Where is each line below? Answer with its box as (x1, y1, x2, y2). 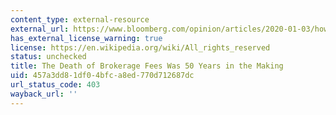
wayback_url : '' (10, 89, 78, 99)
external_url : (10, 24, 70, 34)
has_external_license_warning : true (10, 33, 163, 43)
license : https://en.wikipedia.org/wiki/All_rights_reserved (10, 42, 271, 53)
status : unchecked (10, 52, 87, 62)
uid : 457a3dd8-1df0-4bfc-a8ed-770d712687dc (10, 71, 195, 81)
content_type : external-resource (10, 14, 150, 25)
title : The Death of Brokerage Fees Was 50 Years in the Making (10, 61, 284, 71)
